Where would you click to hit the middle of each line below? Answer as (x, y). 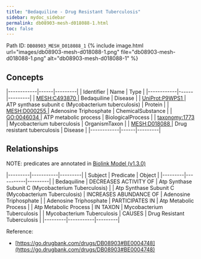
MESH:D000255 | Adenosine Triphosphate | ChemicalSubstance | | (89, 111)
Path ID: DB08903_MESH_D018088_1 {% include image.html (75, 46)
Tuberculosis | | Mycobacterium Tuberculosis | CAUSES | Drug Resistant (95, 213)
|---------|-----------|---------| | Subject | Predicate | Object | (83, 175)
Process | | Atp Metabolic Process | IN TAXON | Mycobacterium (85, 207)
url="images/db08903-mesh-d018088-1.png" (63, 52)
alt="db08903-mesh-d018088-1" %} (93, 58)
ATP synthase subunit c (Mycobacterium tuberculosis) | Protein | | (88, 105)
